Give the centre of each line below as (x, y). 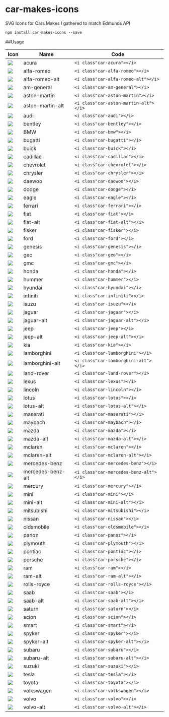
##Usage (15, 42)
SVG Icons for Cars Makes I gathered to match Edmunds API (68, 23)
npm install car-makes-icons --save (44, 32)
